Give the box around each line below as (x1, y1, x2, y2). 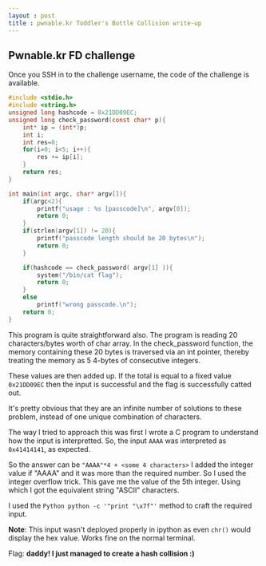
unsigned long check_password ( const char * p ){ (8, 116, 166, 124)
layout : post (8, 11, 56, 20)
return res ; (22, 168, 62, 176)
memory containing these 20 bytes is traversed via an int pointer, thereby (8, 346, 250, 356)
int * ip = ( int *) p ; (22, 123, 88, 132)
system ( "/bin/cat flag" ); (37, 271, 124, 279)
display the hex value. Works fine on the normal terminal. (8, 532, 196, 543)
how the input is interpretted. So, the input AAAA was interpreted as (8, 436, 227, 445)
